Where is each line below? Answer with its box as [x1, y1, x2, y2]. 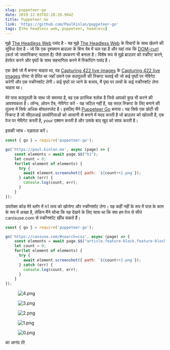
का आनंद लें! [5, 339, 25, 345]
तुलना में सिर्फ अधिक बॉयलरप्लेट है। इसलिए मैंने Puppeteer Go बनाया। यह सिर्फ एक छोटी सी [5, 106, 159, 112]
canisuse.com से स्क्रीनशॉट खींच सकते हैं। [5, 215, 81, 221]
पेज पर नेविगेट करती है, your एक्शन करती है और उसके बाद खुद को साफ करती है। [5, 118, 139, 124]
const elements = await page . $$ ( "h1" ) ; [14, 152, 99, 157]
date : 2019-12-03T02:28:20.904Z [5, 12, 73, 17]
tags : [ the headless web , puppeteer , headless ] [5, 26, 108, 31]
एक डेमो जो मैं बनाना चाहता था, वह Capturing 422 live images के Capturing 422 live [5, 67, 160, 74]
